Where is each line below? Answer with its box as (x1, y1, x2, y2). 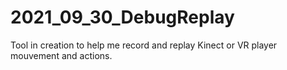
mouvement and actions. (10, 49, 113, 61)
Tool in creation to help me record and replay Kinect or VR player (10, 39, 278, 51)
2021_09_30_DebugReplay (10, 6, 235, 29)
